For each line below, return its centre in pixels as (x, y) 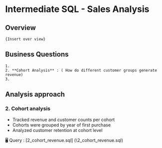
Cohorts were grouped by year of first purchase (62, 125)
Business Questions (37, 54)
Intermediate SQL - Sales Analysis (77, 9)
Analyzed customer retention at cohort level (57, 130)
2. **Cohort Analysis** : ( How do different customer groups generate (81, 70)
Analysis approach (35, 94)
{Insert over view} (25, 39)
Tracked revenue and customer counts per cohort (64, 119)
